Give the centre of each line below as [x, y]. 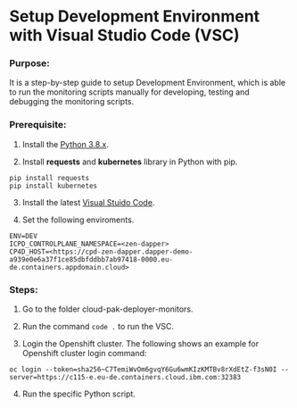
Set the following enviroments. [78, 220]
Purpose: [30, 63]
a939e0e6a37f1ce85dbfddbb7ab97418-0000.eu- [91, 259]
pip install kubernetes [54, 186]
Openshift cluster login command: [84, 354]
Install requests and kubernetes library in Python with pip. [130, 162]
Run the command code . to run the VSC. [98, 327]
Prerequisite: [38, 125]
